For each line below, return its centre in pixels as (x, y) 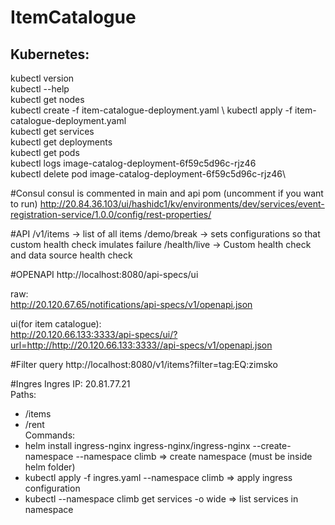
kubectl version (42, 78)
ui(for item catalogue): (56, 324)
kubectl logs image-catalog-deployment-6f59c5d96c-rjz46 (133, 163)
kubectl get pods (45, 152)
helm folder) (50, 467)
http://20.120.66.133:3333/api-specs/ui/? (94, 334)
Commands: (50, 435)
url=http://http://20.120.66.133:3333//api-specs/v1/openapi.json (141, 345)
